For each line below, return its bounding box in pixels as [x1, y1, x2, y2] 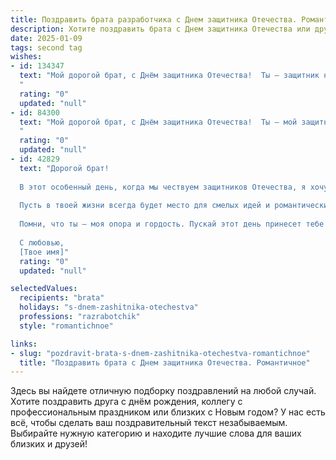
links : [10, 339, 38, 349]
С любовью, [19, 237, 65, 248]
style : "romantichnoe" [19, 321, 114, 331]
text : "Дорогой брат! [19, 163, 110, 173]
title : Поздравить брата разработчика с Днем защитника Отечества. [10, 14, 298, 25]
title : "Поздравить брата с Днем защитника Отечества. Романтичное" [19, 357, 311, 368]
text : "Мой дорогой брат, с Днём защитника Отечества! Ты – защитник [19, 71, 320, 81]
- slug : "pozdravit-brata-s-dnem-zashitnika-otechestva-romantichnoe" [10, 348, 311, 358]
